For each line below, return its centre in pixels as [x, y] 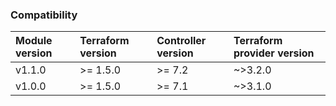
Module [34, 41]
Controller [181, 41]
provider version [274, 53]
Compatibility [44, 15]
